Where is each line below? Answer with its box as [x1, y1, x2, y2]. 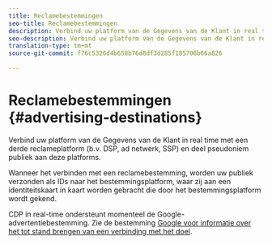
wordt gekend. [8, 193, 57, 203]
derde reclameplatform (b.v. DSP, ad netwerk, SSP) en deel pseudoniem [8, 143, 249, 154]
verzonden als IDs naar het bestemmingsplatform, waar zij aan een [8, 176, 232, 186]
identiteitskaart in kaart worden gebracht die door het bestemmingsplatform [8, 185, 261, 195]
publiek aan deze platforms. [8, 152, 101, 162]
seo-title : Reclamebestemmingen [8, 19, 117, 27]
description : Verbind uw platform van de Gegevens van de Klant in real [8, 27, 259, 35]
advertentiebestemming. [8, 217, 91, 227]
